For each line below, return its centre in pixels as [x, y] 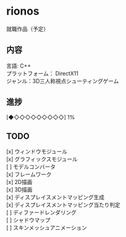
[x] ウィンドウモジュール [37, 152]
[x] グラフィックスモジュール [42, 159]
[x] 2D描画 [19, 182]
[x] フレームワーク [29, 174]
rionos [23, 11]
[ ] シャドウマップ [28, 220]
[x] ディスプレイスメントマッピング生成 [55, 197]
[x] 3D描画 [19, 189]
